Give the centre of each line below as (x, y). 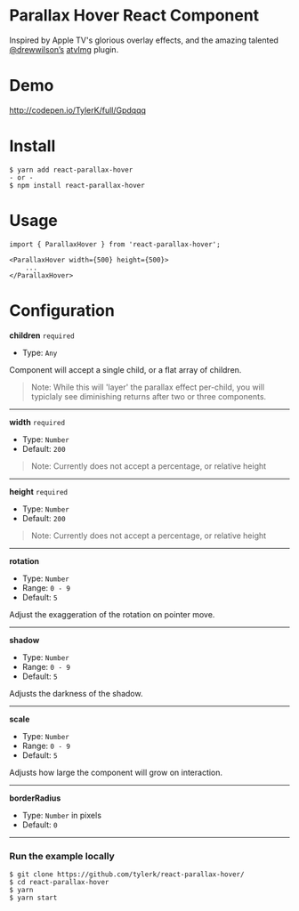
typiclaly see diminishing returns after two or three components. (149, 396)
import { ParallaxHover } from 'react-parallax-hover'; (115, 244)
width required (37, 422)
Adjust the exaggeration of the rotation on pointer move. (112, 614)
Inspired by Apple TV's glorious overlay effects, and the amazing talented (144, 40)
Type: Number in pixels (62, 815)
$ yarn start (33, 898)
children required (42, 335)
